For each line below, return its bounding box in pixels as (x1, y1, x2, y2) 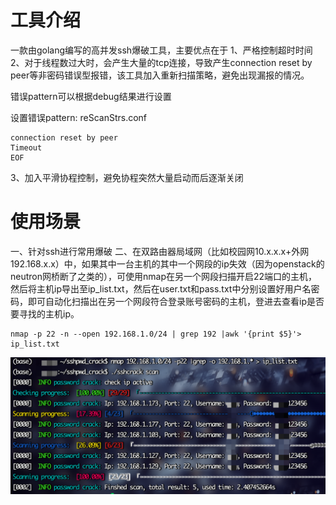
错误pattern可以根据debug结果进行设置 (10, 90, 172, 102)
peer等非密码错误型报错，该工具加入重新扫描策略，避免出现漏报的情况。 (10, 69, 310, 81)
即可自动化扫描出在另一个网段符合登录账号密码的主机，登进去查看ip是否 (27, 295, 325, 307)
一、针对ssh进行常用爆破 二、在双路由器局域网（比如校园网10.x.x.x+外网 (10, 245, 310, 257)
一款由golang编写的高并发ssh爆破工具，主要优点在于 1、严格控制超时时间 (10, 44, 313, 56)
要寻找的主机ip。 (10, 307, 80, 320)
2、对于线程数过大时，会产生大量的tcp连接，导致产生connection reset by (10, 56, 313, 68)
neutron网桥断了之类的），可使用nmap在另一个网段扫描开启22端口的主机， (10, 270, 318, 282)
